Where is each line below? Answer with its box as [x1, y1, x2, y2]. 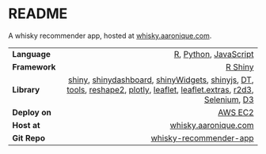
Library [12, 84, 40, 95]
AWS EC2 [217, 107, 254, 118]
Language [12, 48, 51, 59]
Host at [12, 119, 41, 130]
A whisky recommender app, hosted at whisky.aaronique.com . [8, 31, 212, 40]
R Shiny [225, 61, 254, 72]
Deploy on [12, 107, 51, 118]
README [8, 5, 68, 23]
